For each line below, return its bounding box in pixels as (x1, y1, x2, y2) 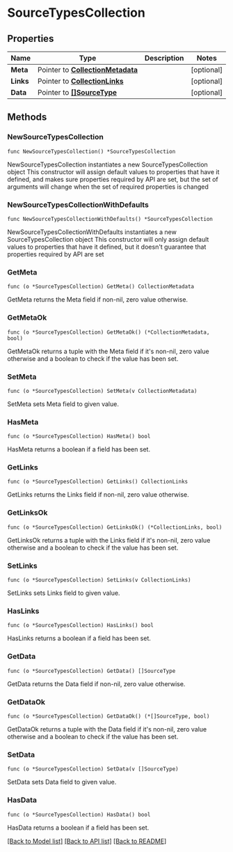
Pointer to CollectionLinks (37, 77, 124, 86)
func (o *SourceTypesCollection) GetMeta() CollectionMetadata (7, 284, 195, 291)
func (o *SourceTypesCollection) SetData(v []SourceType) (7, 766, 179, 773)
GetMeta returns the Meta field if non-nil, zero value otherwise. (7, 295, 188, 304)
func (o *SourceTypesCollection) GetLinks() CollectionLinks (7, 479, 188, 486)
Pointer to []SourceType (37, 88, 117, 97)
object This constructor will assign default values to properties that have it (7, 167, 220, 176)
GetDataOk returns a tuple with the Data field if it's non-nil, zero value (7, 725, 207, 733)
